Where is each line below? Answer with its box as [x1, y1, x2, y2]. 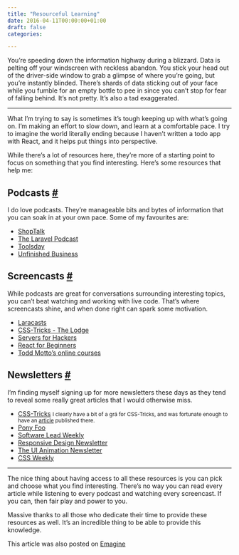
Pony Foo [17, 423, 46, 432]
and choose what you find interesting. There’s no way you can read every [7, 482, 223, 490]
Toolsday [17, 242, 45, 251]
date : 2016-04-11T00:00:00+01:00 [7, 17, 107, 24]
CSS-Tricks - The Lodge [17, 326, 89, 334]
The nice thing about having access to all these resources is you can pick [7, 474, 223, 482]
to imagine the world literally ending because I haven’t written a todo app [7, 130, 221, 138]
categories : [7, 30, 43, 38]
